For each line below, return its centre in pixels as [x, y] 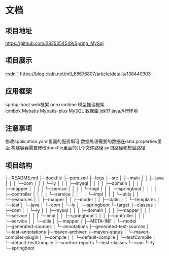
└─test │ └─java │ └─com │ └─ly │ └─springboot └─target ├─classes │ [81, 205]
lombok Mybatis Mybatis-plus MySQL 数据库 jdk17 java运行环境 [72, 111]
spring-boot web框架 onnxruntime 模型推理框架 [55, 104]
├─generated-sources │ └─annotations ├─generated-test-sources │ [77, 227]
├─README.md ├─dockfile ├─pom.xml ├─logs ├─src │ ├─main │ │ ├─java [84, 178]
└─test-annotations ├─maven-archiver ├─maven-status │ [66, 232]
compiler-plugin [22, 237]
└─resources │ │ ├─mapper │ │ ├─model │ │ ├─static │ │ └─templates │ [83, 200]
